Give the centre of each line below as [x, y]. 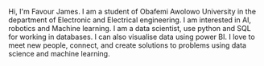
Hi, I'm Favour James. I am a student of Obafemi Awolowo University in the [132, 12]
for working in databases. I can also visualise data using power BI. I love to [132, 37]
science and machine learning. [59, 54]
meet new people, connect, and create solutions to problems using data [128, 45]
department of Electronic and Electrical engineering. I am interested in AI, [130, 20]
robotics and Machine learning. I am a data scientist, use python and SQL [130, 28]
